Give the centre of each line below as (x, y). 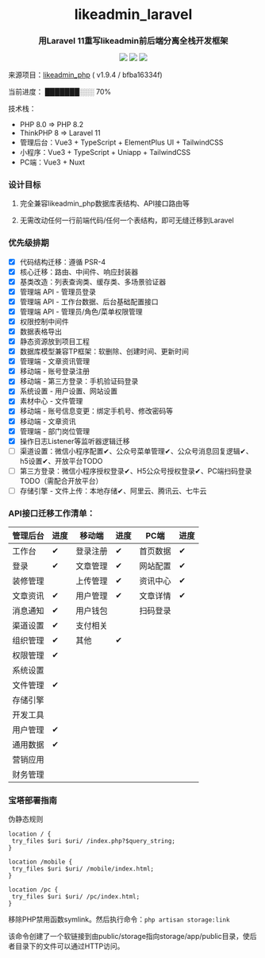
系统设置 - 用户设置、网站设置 (69, 391)
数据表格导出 (40, 331)
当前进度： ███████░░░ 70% (60, 91)
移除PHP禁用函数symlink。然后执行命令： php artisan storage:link (119, 919)
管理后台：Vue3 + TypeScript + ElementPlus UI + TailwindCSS (121, 142)
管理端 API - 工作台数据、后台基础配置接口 (89, 301)
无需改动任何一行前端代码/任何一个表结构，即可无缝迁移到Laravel (127, 220)
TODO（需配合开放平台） (61, 481)
